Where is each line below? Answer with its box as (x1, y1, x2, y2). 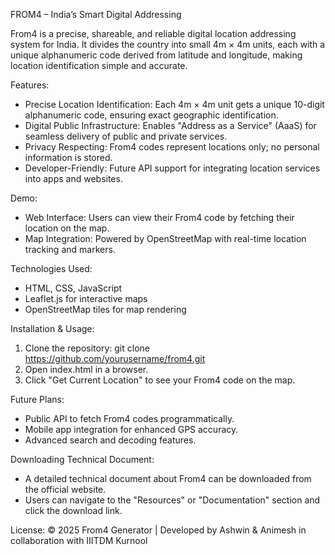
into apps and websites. (24, 173, 123, 184)
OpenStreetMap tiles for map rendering (24, 304, 187, 315)
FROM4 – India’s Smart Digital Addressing (10, 9, 182, 20)
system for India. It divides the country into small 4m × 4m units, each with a (10, 39, 326, 50)
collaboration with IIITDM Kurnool (10, 535, 148, 546)
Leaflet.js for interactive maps (24, 293, 148, 304)
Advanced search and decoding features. (24, 434, 197, 446)
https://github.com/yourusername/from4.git (24, 353, 206, 364)
